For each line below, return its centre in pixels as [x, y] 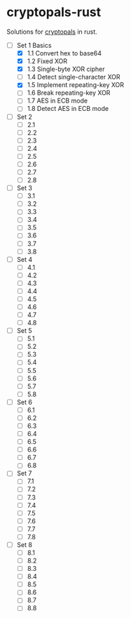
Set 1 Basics [34, 45]
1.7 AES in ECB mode [57, 101]
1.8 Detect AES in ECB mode [68, 109]
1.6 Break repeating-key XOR [69, 93]
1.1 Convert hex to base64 [64, 53]
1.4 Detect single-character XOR [74, 77]
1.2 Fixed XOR [47, 61]
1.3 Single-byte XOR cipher [66, 69]
